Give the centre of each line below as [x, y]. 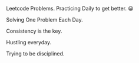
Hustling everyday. [29, 42]
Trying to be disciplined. [35, 54]
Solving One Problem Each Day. [45, 20]
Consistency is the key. [34, 31]
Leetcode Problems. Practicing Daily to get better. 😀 [70, 8]
